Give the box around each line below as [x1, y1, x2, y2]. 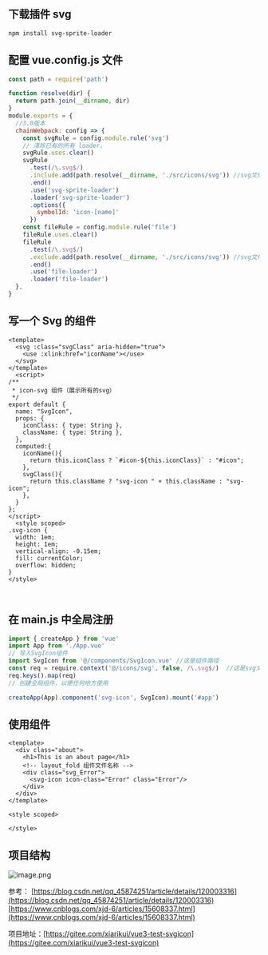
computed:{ [15, 442, 52, 450]
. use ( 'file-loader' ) [29, 268, 98, 276]
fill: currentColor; [15, 554, 84, 562]
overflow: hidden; [15, 561, 77, 569]
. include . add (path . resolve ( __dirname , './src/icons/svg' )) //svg [29, 171, 251, 179]
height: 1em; [15, 540, 59, 548]
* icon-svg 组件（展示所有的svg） [11, 386, 116, 394]
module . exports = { [8, 112, 73, 120]
